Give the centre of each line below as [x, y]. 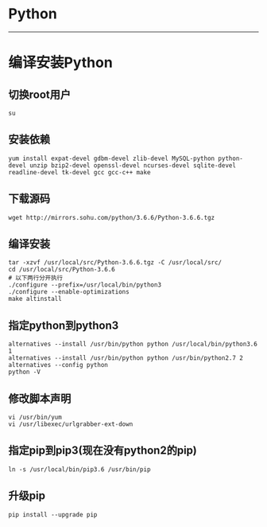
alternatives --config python [58, 365]
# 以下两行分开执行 [36, 278]
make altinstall [35, 299]
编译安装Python [60, 62]
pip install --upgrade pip [53, 514]
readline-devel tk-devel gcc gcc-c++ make [79, 172]
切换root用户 [40, 94]
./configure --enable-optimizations [69, 292]
